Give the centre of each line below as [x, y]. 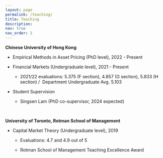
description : [19, 24]
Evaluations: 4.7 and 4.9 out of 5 [54, 140]
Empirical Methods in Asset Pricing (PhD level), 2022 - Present [77, 57]
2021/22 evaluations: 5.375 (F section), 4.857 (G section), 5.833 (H [89, 76]
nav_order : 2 [19, 33]
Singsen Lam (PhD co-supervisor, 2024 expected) [72, 101]
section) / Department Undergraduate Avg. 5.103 [71, 82]
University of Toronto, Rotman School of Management [63, 121]
